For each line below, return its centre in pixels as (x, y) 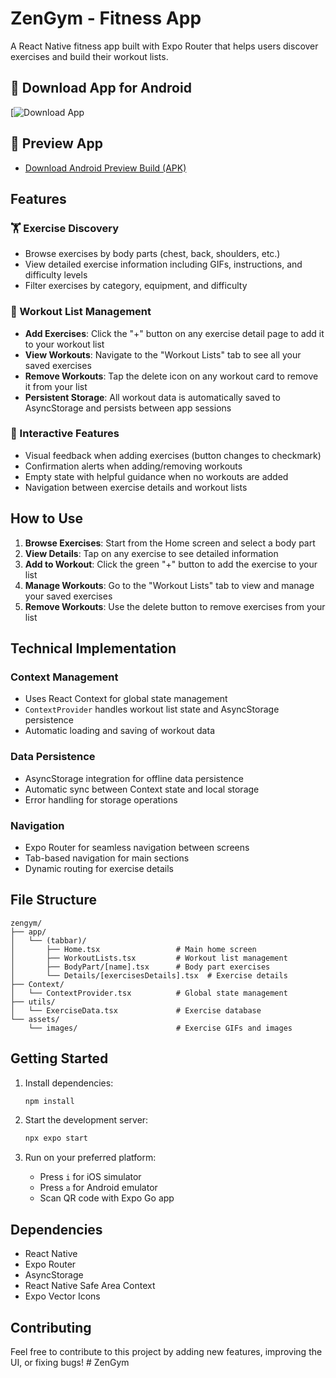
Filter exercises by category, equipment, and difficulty (136, 286)
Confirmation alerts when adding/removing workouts (133, 466)
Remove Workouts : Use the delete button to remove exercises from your (175, 606)
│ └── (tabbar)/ (48, 940)
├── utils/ (33, 1002)
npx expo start (56, 1138)
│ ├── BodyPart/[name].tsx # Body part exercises (140, 967)
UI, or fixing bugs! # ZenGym (70, 1362)
